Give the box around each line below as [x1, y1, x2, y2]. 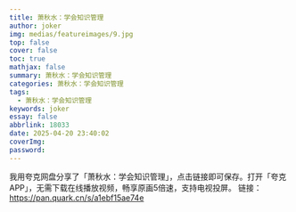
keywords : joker [9, 104, 70, 113]
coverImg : [9, 137, 46, 146]
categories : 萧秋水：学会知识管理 [9, 79, 124, 88]
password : [9, 145, 46, 154]
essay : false [9, 112, 58, 121]
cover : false [9, 46, 58, 55]
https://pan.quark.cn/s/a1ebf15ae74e [9, 192, 144, 203]
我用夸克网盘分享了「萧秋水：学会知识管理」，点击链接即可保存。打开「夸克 [9, 171, 287, 182]
